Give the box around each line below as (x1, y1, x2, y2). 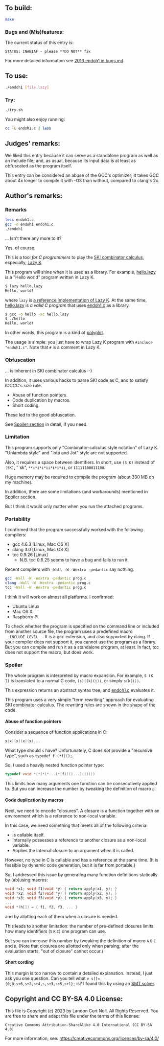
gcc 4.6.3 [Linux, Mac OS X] (12, 541, 70, 547)
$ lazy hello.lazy (5, 283, 43, 288)
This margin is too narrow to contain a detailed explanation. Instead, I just (5, 970, 153, 976)
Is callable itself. (12, 832, 45, 838)
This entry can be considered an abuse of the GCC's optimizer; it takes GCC (5, 172, 159, 178)
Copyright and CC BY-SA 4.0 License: (5, 995, 123, 1003)
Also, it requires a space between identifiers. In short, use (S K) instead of (5, 459, 155, 465)
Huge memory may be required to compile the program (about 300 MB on (5, 474, 154, 480)
